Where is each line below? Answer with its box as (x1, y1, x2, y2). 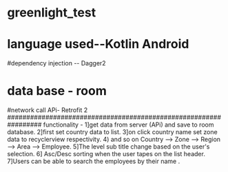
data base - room (7, 83, 107, 99)
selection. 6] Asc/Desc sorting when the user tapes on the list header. (7, 150, 205, 158)
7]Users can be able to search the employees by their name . (7, 157, 180, 166)
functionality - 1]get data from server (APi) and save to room (43, 120, 214, 129)
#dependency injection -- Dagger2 (7, 59, 106, 67)
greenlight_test (7, 5, 96, 21)
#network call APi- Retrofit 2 (7, 106, 88, 114)
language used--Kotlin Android (7, 36, 189, 52)
